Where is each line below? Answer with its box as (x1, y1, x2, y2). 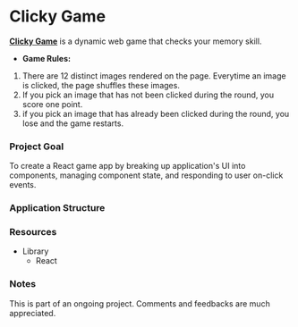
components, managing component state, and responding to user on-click (9, 170, 284, 180)
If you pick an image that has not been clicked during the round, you (21, 89, 275, 100)
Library (21, 246, 49, 256)
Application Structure (9, 202, 106, 214)
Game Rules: (21, 53, 72, 63)
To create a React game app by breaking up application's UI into (9, 161, 246, 172)
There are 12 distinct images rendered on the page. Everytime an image (21, 70, 286, 81)
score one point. (21, 98, 83, 109)
